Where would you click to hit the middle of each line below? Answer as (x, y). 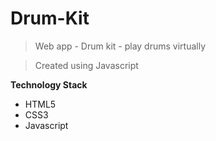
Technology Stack (49, 84)
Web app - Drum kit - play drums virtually (120, 46)
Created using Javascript (86, 65)
